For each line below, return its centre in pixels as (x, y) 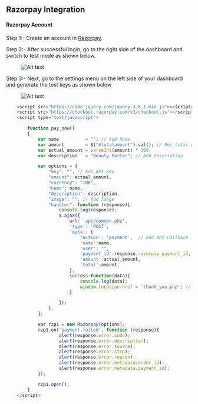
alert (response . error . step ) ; (95, 352)
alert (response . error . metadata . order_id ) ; (112, 363)
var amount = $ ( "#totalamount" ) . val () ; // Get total (113, 145)
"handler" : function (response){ (89, 205)
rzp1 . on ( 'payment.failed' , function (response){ (98, 330)
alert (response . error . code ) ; (95, 335)
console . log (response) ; (88, 210)
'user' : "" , (95, 249)
